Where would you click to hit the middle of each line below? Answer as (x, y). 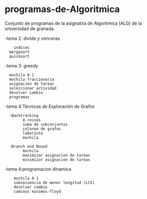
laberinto (33, 133)
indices (22, 47)
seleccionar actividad (33, 88)
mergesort (19, 52)
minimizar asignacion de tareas (57, 160)
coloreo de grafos (42, 129)
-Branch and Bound (29, 146)
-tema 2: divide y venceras (33, 38)
